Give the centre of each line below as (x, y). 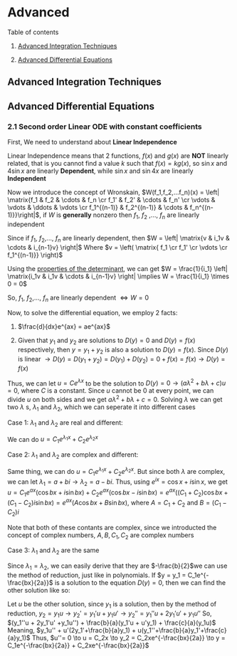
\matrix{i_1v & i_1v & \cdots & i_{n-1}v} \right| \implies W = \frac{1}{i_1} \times (118, 276)
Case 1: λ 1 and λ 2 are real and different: (65, 423)
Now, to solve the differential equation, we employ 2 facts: (93, 313)
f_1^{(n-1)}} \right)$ (35, 255)
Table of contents (33, 32)
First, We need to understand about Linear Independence (92, 142)
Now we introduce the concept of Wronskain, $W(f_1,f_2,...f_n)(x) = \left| (114, 192)
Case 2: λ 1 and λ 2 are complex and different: (73, 455)
